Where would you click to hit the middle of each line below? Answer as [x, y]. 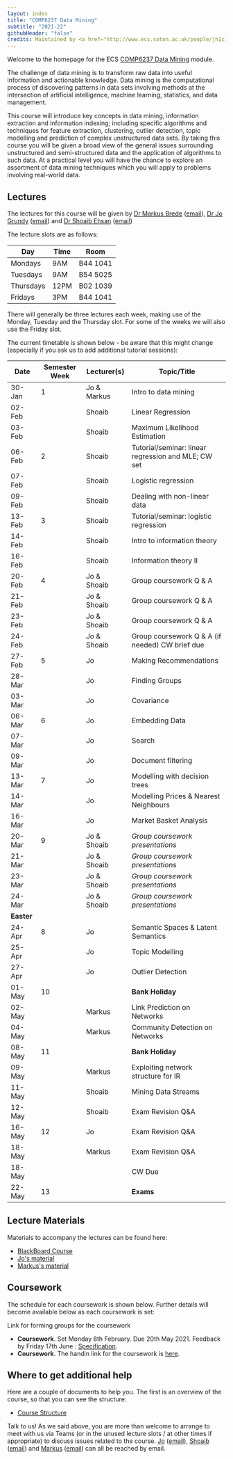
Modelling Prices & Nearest [176, 796]
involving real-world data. [44, 175]
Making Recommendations [175, 660]
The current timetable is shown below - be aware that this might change [110, 342]
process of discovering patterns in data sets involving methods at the [106, 88]
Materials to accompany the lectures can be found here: [87, 1237]
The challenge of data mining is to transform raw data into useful [100, 73]
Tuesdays [27, 274]
